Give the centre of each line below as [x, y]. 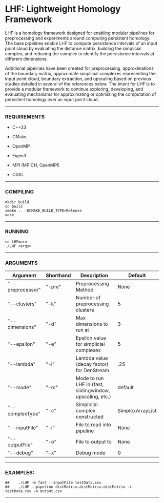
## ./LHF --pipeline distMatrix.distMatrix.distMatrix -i [69, 487]
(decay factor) [92, 364]
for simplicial [90, 344]
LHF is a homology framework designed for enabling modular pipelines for [80, 33]
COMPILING [20, 192]
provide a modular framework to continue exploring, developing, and [74, 89]
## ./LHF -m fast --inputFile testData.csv [53, 483]
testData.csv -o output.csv [34, 491]
